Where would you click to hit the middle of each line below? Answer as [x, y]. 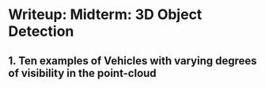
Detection [41, 31]
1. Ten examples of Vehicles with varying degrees [132, 61]
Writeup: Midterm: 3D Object [105, 15]
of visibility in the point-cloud [82, 73]
